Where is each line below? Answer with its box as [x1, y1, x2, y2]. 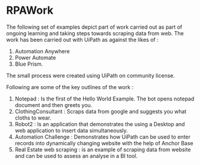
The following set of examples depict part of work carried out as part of [6, 23, 183, 30]
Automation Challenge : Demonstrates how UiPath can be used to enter [14, 133, 191, 140]
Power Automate [14, 54, 56, 61]
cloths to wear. [14, 114, 52, 121]
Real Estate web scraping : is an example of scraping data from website [14, 146, 191, 153]
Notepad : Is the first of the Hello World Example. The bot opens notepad [14, 95, 195, 102]
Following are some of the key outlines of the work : [6, 83, 134, 90]
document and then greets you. [14, 101, 93, 108]
